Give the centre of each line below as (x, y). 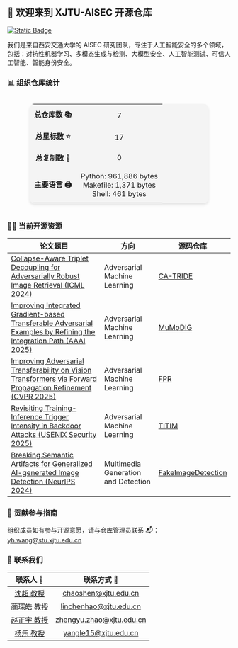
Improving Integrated (46, 305)
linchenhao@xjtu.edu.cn (101, 606)
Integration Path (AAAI (48, 341)
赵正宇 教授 (30, 620)
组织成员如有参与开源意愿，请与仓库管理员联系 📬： (83, 530)
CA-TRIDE (176, 276)
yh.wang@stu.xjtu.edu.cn (45, 540)
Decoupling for (36, 268)
